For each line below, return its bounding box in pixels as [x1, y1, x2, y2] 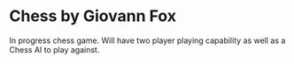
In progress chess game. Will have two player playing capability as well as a [9, 35, 286, 46]
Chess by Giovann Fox [9, 6, 177, 26]
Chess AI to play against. [9, 44, 100, 54]
